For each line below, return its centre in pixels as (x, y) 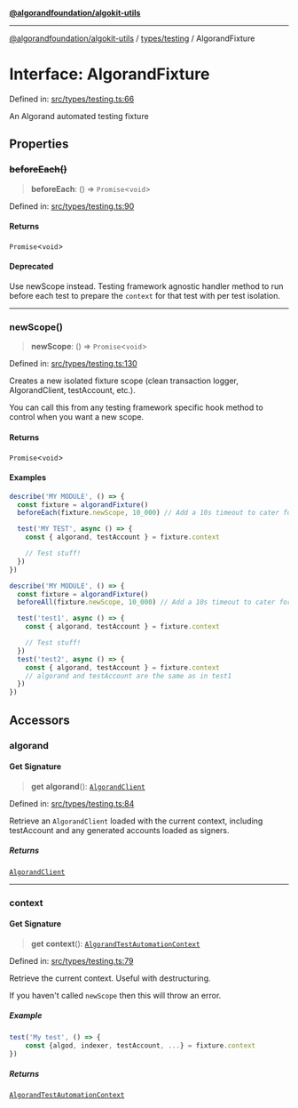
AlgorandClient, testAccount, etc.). (72, 390)
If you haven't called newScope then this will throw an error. (115, 995)
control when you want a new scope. (77, 417)
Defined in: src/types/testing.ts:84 (72, 803)
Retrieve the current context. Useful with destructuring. (110, 978)
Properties (39, 145)
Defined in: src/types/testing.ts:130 (73, 364)
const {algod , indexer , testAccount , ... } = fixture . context (140, 1045)
